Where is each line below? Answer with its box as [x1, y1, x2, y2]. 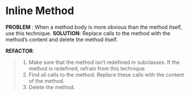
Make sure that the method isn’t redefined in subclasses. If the [28, 59, 180, 66]
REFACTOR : [5, 47, 35, 54]
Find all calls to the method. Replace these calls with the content [28, 71, 184, 78]
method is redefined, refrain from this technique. [28, 65, 147, 72]
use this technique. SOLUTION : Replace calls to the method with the [5, 29, 171, 36]
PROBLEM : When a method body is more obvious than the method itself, [5, 23, 182, 30]
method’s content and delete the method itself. [5, 36, 118, 43]
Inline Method [5, 4, 74, 18]
